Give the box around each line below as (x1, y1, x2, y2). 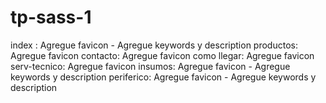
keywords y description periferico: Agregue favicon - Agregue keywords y (10, 71, 317, 83)
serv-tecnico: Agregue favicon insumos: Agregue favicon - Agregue (10, 60, 291, 72)
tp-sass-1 (10, 6, 92, 29)
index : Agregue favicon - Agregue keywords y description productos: (10, 39, 298, 51)
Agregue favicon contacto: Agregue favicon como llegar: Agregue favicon (10, 49, 315, 61)
